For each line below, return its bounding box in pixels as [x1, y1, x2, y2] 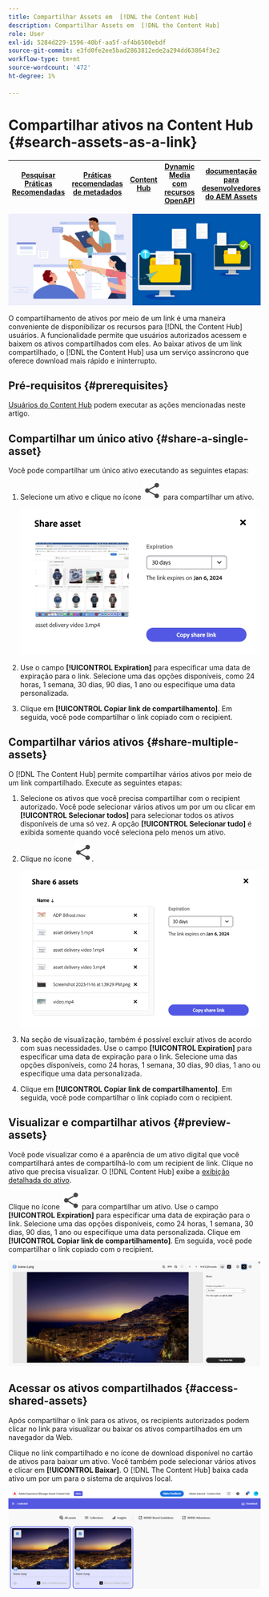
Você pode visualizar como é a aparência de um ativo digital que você [8, 1149, 240, 1159]
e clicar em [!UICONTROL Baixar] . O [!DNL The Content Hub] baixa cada [8, 1465, 249, 1474]
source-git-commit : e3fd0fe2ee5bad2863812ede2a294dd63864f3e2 [8, 46, 220, 55]
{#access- [184, 1382, 239, 1395]
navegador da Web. [8, 1432, 74, 1442]
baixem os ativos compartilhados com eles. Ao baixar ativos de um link [8, 339, 243, 348]
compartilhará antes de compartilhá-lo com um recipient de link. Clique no [8, 1158, 254, 1168]
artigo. [8, 408, 30, 418]
